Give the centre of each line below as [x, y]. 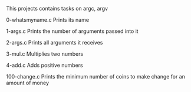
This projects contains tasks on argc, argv [57, 8]
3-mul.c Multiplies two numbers [45, 54]
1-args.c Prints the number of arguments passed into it [72, 31]
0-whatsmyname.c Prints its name [48, 20]
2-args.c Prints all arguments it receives [55, 42]
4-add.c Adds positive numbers [45, 65]
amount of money [27, 83]
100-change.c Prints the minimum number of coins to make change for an [96, 76]
